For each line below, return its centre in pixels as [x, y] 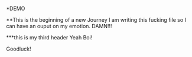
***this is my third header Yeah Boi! [49, 37]
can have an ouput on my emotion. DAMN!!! [59, 26]
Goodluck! [19, 49]
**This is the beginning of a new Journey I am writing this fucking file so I [96, 20]
